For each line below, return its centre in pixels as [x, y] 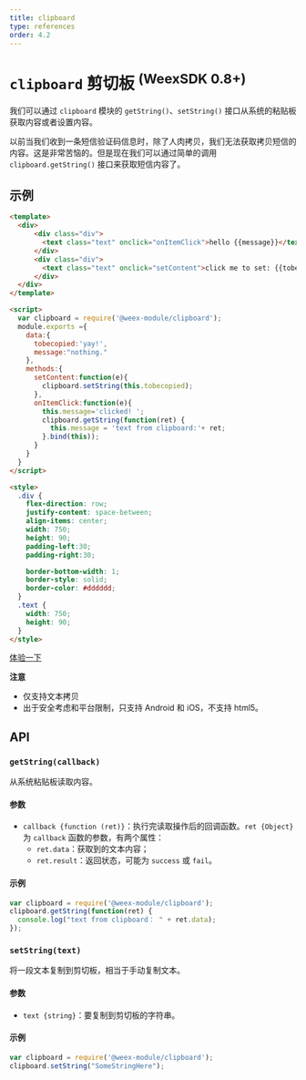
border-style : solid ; [66, 580]
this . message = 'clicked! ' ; [93, 411]
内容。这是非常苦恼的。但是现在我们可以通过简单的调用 [113, 152]
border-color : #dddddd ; [71, 589]
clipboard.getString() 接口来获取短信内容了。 [97, 164]
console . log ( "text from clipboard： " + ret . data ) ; [117, 920]
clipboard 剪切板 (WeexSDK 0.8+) [128, 82]
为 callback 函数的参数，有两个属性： [93, 838]
